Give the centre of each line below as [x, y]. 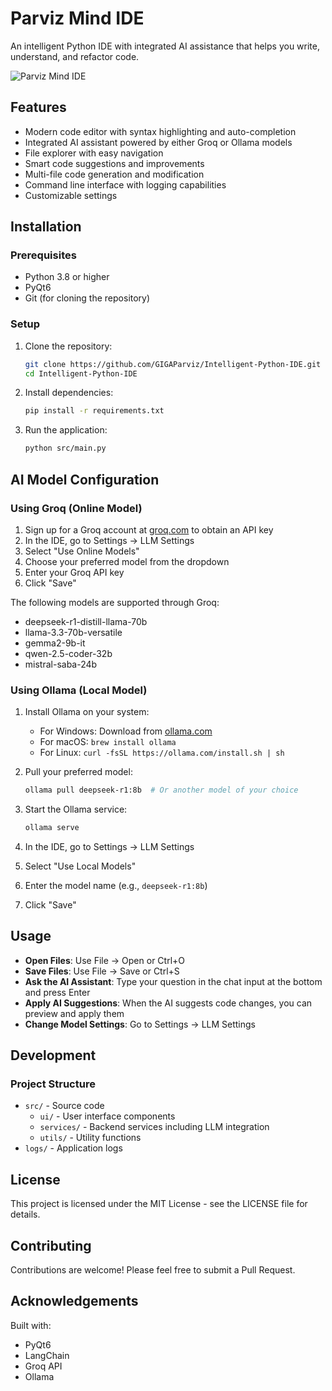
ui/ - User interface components [107, 1116]
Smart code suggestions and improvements [114, 163]
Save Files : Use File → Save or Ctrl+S [102, 971]
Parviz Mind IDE [77, 18]
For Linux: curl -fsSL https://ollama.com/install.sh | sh [162, 753]
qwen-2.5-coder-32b [68, 653]
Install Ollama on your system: [87, 712]
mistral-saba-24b [61, 664]
